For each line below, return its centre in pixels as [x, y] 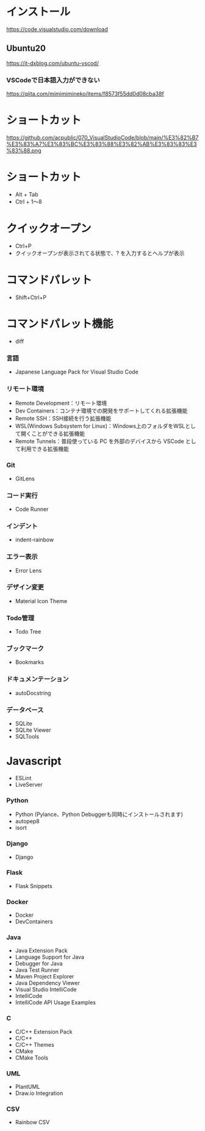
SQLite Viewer [33, 730]
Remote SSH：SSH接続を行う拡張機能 [63, 419]
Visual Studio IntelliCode [46, 989]
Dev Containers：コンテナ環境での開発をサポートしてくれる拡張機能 [101, 411]
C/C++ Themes [35, 1044]
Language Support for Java [49, 957]
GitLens [25, 479]
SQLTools [27, 736]
